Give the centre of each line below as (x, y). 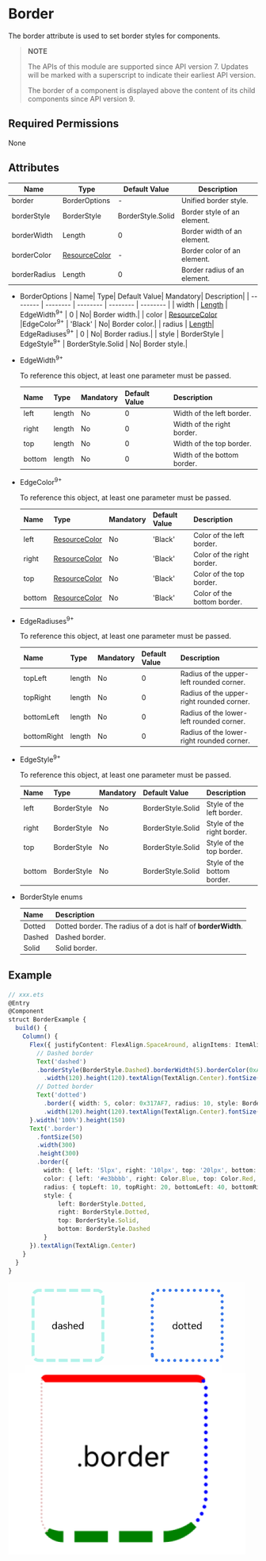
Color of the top (219, 574)
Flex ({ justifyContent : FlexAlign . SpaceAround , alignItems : (130, 1044)
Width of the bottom (206, 455)
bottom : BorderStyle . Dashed (104, 1229)
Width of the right (202, 425)
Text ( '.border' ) (56, 1128)
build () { (31, 1028)
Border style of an (211, 212)
